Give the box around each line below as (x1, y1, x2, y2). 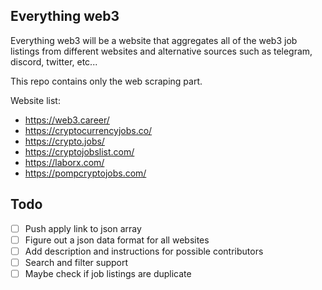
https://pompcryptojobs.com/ (24, 167, 147, 179)
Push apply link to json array (24, 222, 142, 234)
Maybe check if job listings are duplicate (24, 267, 192, 279)
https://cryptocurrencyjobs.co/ (24, 124, 153, 136)
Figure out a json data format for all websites (24, 234, 210, 246)
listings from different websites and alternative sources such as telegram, (10, 45, 313, 57)
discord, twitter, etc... (10, 55, 98, 68)
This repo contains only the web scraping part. (10, 75, 203, 87)
